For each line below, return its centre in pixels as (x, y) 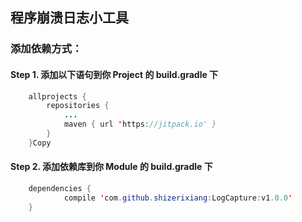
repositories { (78, 106)
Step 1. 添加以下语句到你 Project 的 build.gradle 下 (114, 74)
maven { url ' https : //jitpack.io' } (140, 124)
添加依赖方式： (46, 49)
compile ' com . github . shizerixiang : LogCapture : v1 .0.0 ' (178, 198)
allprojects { (57, 96)
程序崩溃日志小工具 (69, 18)
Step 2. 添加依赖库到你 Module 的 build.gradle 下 (111, 167)
